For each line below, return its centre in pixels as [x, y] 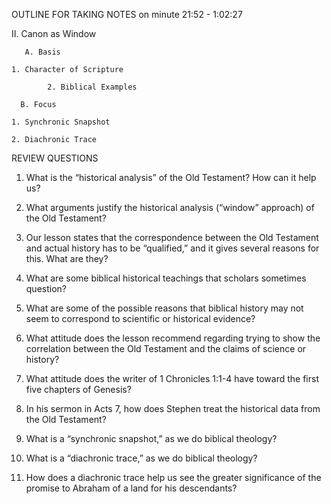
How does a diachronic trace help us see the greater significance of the [173, 477]
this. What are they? [67, 258]
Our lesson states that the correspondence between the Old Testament [172, 237]
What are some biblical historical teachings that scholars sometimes [166, 278]
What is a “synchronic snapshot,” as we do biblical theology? [151, 438]
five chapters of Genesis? [78, 389]
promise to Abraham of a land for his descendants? [131, 488]
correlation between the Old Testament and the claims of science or [166, 348]
